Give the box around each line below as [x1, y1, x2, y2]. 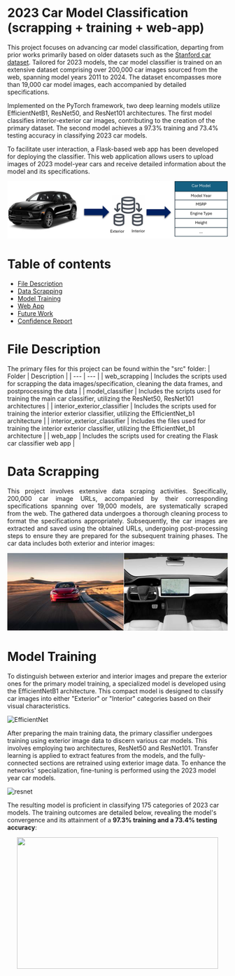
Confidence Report [17, 316, 73, 325]
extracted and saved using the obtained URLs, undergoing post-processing [7, 524, 228, 533]
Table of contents [7, 256, 112, 272]
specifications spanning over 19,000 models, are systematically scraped [7, 502, 228, 510]
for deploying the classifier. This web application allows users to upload [7, 152, 213, 161]
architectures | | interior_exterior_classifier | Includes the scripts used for [7, 401, 217, 410]
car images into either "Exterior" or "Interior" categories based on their [7, 695, 211, 703]
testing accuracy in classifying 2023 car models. [7, 131, 148, 140]
